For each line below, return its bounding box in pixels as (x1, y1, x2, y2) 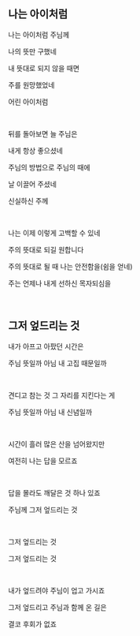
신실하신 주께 (8, 196, 49, 205)
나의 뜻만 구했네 (8, 47, 57, 56)
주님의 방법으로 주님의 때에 (8, 163, 90, 172)
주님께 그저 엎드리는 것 (8, 504, 78, 514)
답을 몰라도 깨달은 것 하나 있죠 (8, 488, 101, 497)
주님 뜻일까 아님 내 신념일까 (8, 407, 93, 417)
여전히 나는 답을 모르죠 (8, 456, 78, 466)
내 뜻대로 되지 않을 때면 (8, 63, 80, 73)
